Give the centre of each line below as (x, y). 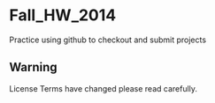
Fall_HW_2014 (63, 15)
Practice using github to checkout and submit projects (107, 40)
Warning (33, 67)
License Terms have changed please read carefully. (103, 88)
